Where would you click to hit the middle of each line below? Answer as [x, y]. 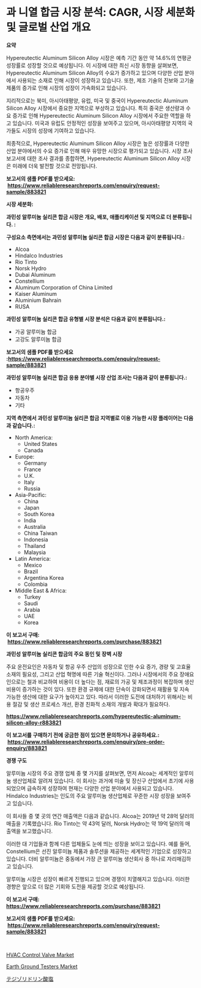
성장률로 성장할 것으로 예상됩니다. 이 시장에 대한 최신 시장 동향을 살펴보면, [92, 65]
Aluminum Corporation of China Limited [63, 287]
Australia [35, 526]
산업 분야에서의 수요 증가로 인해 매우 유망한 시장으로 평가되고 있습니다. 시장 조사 [100, 151]
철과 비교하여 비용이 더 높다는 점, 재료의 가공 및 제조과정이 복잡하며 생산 [110, 681]
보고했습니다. [37, 831]
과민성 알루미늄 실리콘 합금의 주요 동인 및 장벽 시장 [64, 654]
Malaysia [35, 552]
